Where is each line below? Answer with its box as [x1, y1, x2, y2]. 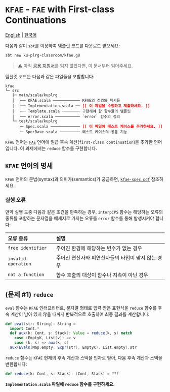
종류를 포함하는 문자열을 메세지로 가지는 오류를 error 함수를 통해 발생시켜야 [5, 215, 154, 221]
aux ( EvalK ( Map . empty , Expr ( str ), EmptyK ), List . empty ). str [10, 345, 137, 350]
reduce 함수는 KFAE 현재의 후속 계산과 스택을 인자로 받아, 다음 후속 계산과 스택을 [5, 354, 163, 360]
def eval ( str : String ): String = [5, 321, 76, 326]
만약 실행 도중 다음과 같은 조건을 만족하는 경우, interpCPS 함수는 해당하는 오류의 [5, 208, 163, 215]
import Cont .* [10, 326, 39, 331]
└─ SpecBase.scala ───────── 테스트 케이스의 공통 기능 [18, 129, 127, 134]
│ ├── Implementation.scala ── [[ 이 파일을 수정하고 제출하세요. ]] [12, 103, 150, 108]
